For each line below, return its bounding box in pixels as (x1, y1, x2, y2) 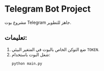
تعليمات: (4, 34, 28, 42)
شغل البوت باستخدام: (11, 52, 50, 57)
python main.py (11, 61, 43, 66)
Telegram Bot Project (4, 3, 91, 15)
